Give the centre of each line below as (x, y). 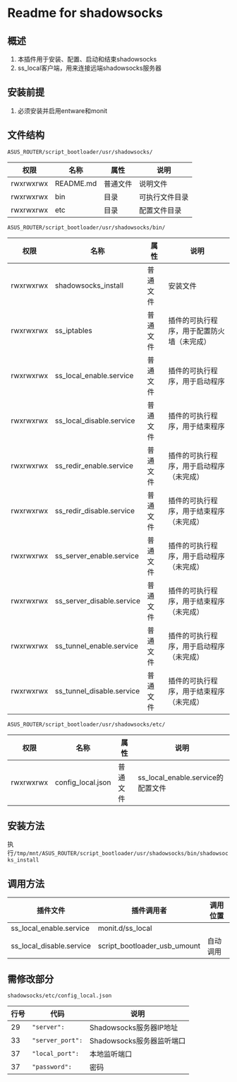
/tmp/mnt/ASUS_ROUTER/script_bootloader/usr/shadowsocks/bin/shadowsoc (121, 854)
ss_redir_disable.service (95, 510)
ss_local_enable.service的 (181, 777)
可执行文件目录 (164, 197)
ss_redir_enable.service (94, 466)
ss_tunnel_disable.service (97, 690)
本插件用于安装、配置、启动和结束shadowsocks (87, 59)
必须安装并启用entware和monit (62, 110)
